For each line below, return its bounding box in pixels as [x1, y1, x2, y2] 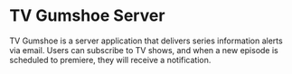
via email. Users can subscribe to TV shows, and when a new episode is [9, 44, 278, 55]
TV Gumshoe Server [9, 5, 165, 26]
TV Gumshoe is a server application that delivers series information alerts [9, 35, 283, 46]
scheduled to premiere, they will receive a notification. [9, 54, 212, 65]
